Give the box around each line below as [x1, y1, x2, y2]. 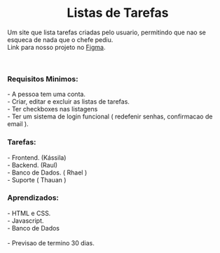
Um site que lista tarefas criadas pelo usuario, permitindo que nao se [7, 28, 207, 36]
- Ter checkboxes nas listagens [7, 105, 98, 114]
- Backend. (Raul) [7, 160, 58, 169]
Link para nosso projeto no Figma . [7, 43, 106, 51]
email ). [7, 120, 29, 128]
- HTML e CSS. [7, 209, 51, 217]
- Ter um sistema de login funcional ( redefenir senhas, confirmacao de [7, 112, 213, 121]
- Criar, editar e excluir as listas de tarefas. [7, 97, 130, 106]
